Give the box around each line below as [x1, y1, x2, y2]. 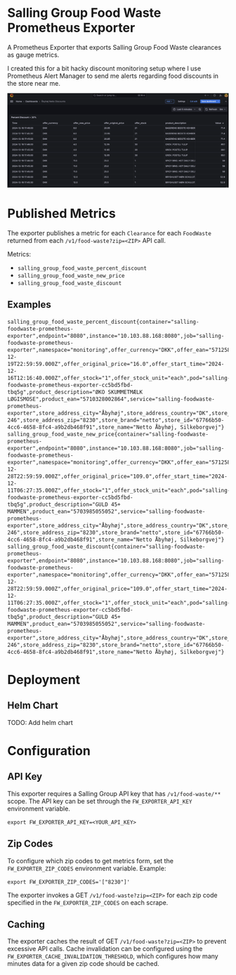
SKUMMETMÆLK [107, 388, 143, 395]
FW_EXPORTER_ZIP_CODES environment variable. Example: [7, 864, 166, 872]
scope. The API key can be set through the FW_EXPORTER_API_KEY [7, 797, 192, 805]
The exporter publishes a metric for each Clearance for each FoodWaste [7, 228, 212, 237]
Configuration [7, 742, 91, 759]
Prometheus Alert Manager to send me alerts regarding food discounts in [7, 72, 219, 80]
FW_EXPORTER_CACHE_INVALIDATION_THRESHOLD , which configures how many [7, 952, 219, 960]
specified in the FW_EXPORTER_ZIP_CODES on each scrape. [7, 898, 169, 907]
